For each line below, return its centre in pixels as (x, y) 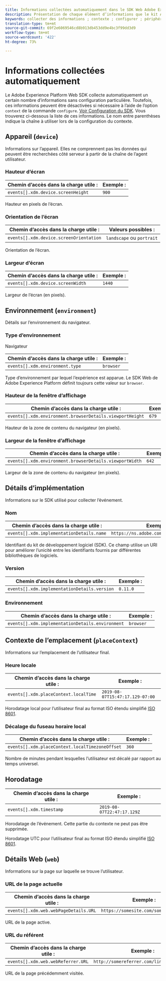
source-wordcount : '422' (31, 38)
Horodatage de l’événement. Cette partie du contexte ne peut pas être (77, 824)
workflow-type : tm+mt (27, 33)
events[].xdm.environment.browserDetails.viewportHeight (76, 416)
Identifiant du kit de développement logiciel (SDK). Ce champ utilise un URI (81, 545)
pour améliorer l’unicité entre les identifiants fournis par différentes (73, 550)
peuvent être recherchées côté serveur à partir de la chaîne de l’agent (76, 154)
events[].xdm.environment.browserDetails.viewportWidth (75, 461)
